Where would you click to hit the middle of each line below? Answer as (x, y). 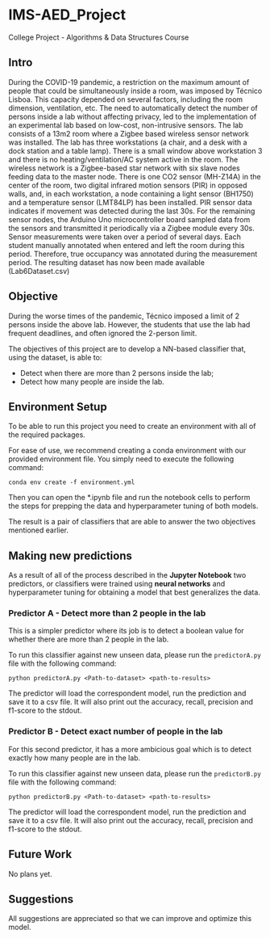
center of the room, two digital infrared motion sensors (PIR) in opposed (128, 185)
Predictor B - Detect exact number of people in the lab (116, 731)
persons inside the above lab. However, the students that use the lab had (129, 324)
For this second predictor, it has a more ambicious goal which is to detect (130, 749)
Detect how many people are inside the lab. (92, 381)
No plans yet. (30, 873)
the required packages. (47, 435)
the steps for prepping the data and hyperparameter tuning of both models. (133, 506)
